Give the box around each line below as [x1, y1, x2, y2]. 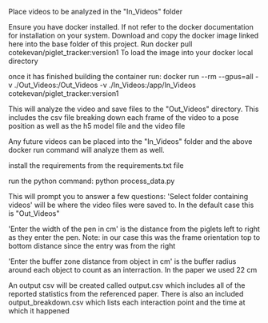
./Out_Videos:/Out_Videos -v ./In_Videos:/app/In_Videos [14, 80, 196, 90]
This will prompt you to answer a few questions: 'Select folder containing [8, 192, 249, 201]
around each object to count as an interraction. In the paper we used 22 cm [8, 265, 258, 274]
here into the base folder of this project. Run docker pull [8, 39, 193, 49]
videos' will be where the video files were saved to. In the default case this [8, 200, 254, 209]
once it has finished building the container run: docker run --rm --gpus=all [8, 72, 254, 81]
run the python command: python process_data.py [8, 176, 175, 185]
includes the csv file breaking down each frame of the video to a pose [8, 113, 239, 122]
